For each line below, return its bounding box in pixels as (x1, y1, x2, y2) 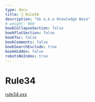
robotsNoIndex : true (5, 53, 48, 59)
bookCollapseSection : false (5, 26, 64, 31)
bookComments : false (5, 40, 48, 45)
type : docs (5, 7, 28, 12)
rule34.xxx (5, 92, 27, 98)
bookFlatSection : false (5, 30, 55, 35)
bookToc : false (5, 35, 37, 40)
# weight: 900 (5, 21, 35, 26)
